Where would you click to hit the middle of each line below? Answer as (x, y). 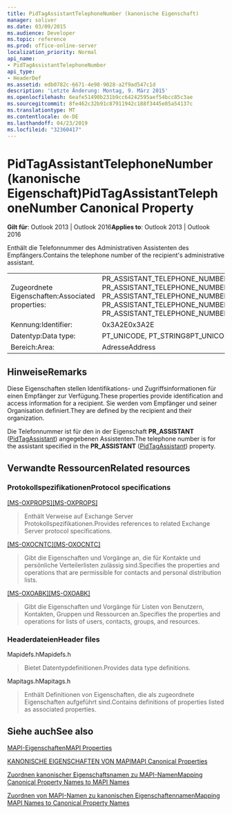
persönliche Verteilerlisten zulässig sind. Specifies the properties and (122, 565)
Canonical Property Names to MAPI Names (68, 782)
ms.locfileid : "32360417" (44, 130)
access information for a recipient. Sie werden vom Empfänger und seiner (112, 403)
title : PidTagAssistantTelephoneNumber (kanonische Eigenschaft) (103, 14)
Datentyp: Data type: (43, 336)
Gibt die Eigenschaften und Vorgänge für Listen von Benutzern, (114, 606)
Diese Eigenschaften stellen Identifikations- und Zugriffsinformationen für (112, 389)
